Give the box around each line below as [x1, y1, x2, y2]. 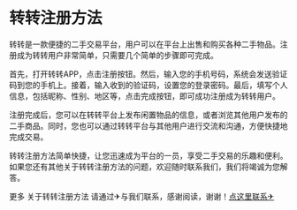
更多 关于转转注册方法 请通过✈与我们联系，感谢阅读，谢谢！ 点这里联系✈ [9, 191, 275, 201]
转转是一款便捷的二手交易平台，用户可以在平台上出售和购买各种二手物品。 [9, 39, 280, 49]
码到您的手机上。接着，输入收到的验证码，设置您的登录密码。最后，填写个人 [9, 79, 288, 90]
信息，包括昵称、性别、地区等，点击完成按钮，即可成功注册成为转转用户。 [9, 90, 280, 101]
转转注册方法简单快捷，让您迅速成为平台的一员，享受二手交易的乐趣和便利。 [9, 150, 288, 161]
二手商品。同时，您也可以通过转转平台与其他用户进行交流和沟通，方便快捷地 [9, 120, 288, 131]
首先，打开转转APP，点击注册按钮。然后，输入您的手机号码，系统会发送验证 [9, 68, 288, 79]
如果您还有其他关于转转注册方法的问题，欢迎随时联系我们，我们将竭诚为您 [9, 161, 280, 172]
